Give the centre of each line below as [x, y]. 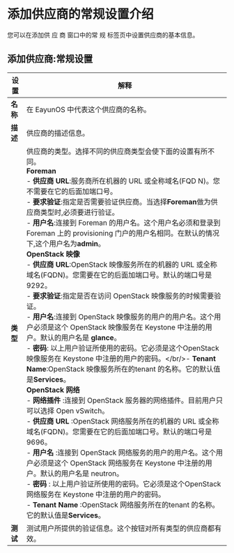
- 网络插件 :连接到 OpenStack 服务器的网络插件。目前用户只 [125, 400]
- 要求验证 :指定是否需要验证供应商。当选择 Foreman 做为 [118, 201]
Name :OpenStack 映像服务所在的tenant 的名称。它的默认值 [123, 368]
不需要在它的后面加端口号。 [71, 191]
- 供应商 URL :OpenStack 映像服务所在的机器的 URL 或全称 [122, 264]
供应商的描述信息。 [57, 133]
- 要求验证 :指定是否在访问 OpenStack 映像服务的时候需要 [120, 295]
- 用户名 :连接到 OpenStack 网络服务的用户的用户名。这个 [121, 452]
